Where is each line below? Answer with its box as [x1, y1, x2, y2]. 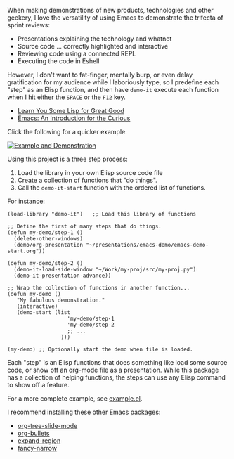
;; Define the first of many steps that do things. [7, 223, 162, 230]
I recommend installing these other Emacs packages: [7, 408, 161, 416]
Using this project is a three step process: [7, 155, 128, 163]
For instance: [7, 197, 46, 205]
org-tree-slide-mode [17, 422, 78, 429]
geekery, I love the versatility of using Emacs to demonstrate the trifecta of [7, 13, 223, 22]
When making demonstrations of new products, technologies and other [7, 6, 214, 14]
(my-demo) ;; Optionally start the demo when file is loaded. [7, 346, 193, 353]
